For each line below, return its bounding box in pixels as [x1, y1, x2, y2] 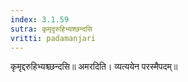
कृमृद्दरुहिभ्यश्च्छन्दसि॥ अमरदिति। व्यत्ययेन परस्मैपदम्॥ [10, 61, 178, 73]
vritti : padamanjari [10, 33, 97, 43]
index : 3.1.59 [10, 14, 70, 25]
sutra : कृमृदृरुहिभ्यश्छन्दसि [10, 24, 93, 34]
